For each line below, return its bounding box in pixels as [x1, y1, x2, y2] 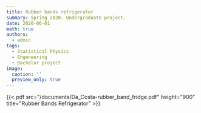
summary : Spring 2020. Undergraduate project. [6, 15, 126, 21]
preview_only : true [12, 77, 61, 83]
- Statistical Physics [12, 49, 69, 55]
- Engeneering [12, 54, 47, 60]
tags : [6, 43, 20, 49]
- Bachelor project [12, 60, 61, 66]
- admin [12, 37, 32, 43]
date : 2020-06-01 [6, 20, 50, 26]
